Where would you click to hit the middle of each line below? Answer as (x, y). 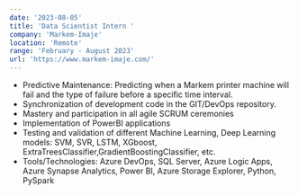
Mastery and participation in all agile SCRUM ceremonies (128, 114)
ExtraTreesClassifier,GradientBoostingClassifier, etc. (119, 152)
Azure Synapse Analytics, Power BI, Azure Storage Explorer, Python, (149, 171)
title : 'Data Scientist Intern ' (72, 26)
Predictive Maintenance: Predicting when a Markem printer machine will (156, 85)
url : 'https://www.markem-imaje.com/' (82, 59)
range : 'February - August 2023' (72, 51)
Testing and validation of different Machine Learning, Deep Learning (149, 133)
